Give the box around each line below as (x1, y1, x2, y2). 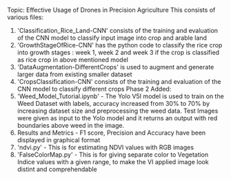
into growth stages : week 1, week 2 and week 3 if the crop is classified (17, 48, 219, 56)
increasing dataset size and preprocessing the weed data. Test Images (17, 106, 219, 115)
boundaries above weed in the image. (17, 122, 125, 129)
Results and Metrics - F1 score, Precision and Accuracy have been (17, 128, 206, 137)
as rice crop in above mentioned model (17, 56, 129, 64)
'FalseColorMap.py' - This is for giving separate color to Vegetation (17, 150, 209, 159)
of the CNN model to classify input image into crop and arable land (17, 34, 207, 42)
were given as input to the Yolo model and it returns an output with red (17, 114, 218, 122)
